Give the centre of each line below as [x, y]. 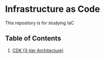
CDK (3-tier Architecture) [38, 50]
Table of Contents [33, 38]
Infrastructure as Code [52, 9]
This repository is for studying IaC [39, 23]
